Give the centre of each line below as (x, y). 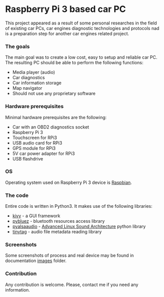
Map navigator (27, 88)
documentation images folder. (36, 261)
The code (17, 195)
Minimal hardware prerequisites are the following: (56, 117)
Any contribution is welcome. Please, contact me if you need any (72, 285)
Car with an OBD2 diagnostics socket (51, 127)
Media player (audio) (34, 72)
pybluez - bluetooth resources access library (59, 221)
